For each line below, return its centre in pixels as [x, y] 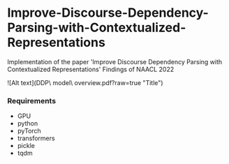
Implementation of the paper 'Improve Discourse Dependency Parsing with [115, 61]
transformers [36, 138]
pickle [26, 146]
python [28, 124]
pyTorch [29, 131]
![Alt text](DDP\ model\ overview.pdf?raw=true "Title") [85, 82]
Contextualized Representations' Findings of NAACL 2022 [91, 69]
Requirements [32, 100]
